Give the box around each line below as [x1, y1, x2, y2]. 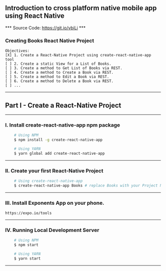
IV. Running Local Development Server [5, 226, 100, 233]
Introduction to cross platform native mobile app [5, 4, 157, 12]
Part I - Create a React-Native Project [5, 101, 122, 109]
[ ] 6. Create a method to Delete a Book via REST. [5, 79, 114, 84]
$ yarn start [14, 256, 41, 261]
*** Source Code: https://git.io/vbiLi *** [5, 25, 86, 31]
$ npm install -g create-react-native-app [14, 137, 103, 142]
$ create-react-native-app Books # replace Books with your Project [14, 183, 158, 188]
